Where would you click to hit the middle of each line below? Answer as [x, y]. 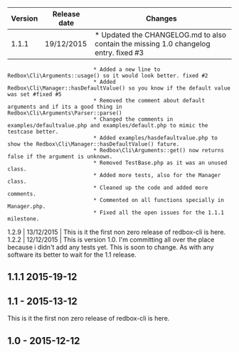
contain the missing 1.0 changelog [153, 44]
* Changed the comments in [133, 119]
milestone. [23, 219]
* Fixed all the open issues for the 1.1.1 [159, 213]
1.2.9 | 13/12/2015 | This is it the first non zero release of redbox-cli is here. [117, 232]
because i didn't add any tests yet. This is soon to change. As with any [111, 247]
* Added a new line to [127, 70]
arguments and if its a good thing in [65, 107]
